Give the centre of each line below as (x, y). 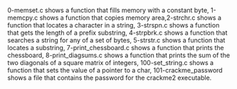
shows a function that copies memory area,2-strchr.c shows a (131, 18)
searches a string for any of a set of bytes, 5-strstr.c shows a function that (116, 40)
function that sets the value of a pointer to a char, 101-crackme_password (115, 70)
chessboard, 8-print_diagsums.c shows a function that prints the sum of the (118, 55)
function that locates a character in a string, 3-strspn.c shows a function (114, 25)
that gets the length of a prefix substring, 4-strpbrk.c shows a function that (117, 32)
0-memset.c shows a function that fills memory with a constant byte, (108, 10)
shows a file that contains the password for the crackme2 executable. (110, 78)
